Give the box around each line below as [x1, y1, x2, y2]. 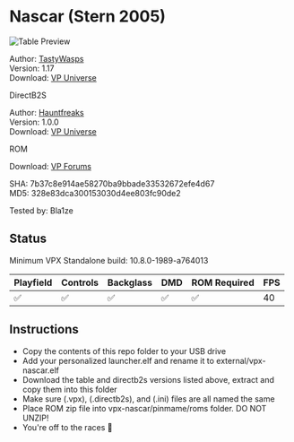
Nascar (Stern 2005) [9, 6, 166, 27]
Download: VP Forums [9, 160, 92, 171]
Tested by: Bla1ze [9, 204, 73, 216]
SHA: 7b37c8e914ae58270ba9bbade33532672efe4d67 [9, 178, 215, 189]
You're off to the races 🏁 [22, 421, 113, 432]
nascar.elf [22, 365, 60, 376]
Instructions [9, 322, 79, 337]
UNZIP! [22, 412, 49, 423]
